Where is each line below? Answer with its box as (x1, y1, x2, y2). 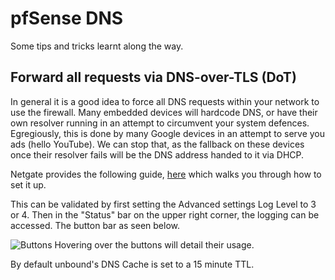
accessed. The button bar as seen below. (10, 219, 181, 231)
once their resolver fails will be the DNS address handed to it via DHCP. (10, 148, 305, 161)
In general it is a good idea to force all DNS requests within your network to (10, 95, 320, 107)
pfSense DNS (10, 7, 124, 30)
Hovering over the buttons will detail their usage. (54, 238, 255, 251)
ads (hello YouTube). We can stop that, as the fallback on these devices (10, 138, 305, 150)
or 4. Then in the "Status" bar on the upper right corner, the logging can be (10, 208, 320, 221)
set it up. (10, 178, 47, 191)
